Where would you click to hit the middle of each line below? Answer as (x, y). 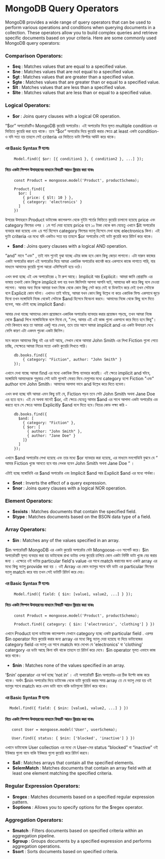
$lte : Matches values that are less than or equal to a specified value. (82, 93)
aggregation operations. (37, 846)
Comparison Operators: (34, 56)
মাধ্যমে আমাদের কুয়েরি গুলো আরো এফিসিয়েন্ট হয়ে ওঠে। (44, 266)
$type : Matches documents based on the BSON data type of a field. (82, 517)
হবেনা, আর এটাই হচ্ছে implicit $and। (36, 304)
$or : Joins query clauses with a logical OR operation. (66, 116)
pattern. (20, 802)
